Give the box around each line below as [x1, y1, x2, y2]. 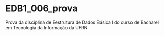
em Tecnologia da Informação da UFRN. [5, 24, 89, 30]
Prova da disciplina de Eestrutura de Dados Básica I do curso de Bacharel [5, 19, 159, 25]
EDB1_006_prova [5, 3, 78, 14]
